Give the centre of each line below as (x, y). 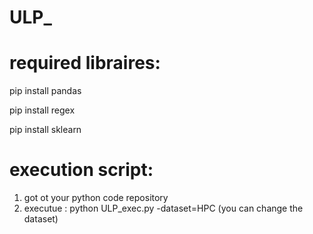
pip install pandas (45, 91)
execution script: (81, 170)
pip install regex (42, 110)
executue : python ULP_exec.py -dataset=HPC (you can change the (163, 208)
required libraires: (85, 63)
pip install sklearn (45, 130)
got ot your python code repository (96, 198)
